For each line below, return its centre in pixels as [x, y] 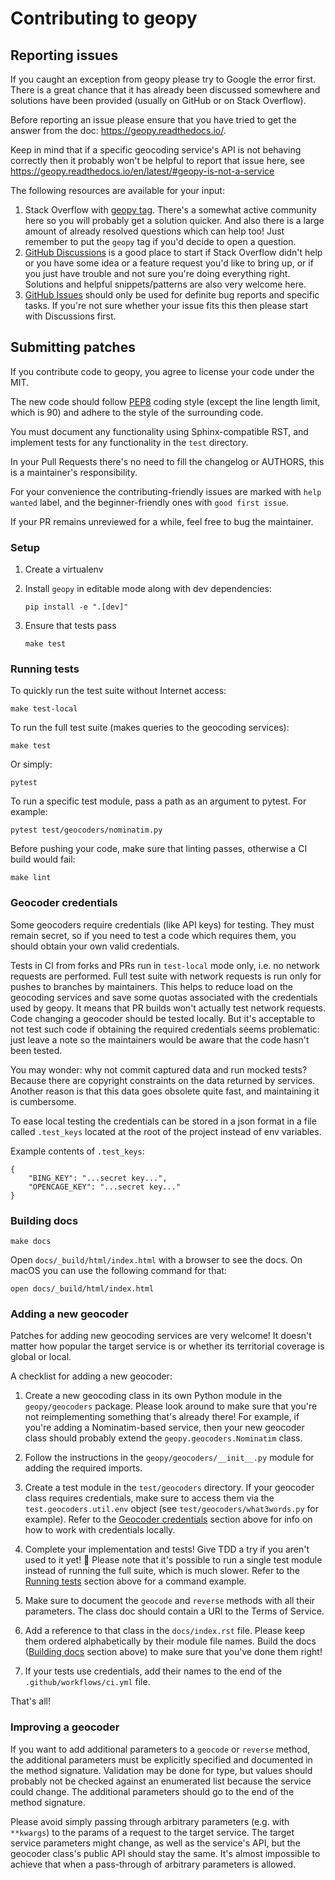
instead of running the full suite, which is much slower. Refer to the [162, 1571]
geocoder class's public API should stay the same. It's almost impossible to [165, 1853]
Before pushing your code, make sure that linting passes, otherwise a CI [159, 849]
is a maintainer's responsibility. [74, 472]
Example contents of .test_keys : [77, 1151]
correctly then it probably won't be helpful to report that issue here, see [157, 160]
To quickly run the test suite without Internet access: [118, 691]
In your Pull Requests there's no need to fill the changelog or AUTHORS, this [167, 461]
